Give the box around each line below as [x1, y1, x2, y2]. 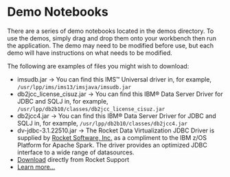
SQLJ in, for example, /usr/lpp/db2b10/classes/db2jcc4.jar [16, 119, 187, 127]
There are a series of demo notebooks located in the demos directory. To [7, 27, 214, 35]
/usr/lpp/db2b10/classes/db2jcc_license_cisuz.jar [16, 106, 165, 113]
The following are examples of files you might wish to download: [7, 62, 189, 70]
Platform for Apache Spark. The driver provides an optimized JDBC [16, 141, 207, 149]
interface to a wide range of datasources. [16, 148, 135, 156]
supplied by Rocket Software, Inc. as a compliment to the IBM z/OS [16, 133, 207, 141]
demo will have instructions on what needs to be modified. [7, 49, 173, 57]
